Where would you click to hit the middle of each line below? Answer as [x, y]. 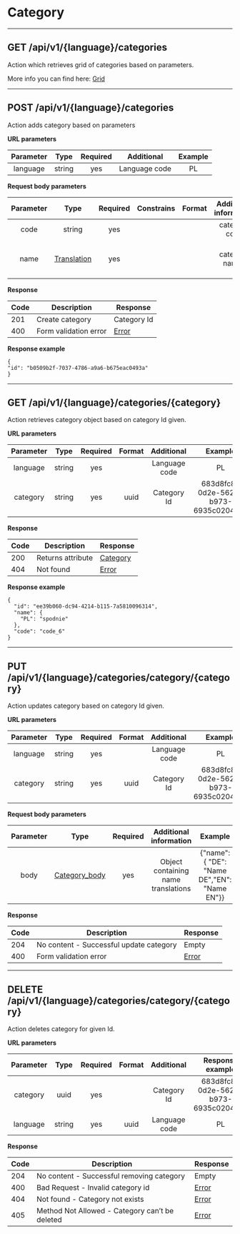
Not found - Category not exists [90, 1199]
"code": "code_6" [40, 632]
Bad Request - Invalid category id [93, 1188]
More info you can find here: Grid [56, 79]
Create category [64, 319]
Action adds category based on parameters [71, 125]
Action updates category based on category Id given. [86, 706]
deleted [49, 1220]
